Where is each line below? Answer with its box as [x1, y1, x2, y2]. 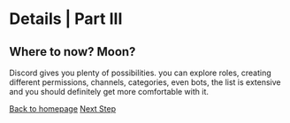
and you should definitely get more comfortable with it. [9, 87, 210, 96]
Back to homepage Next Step [9, 104, 117, 114]
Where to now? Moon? [9, 44, 136, 59]
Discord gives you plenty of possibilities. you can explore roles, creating [9, 67, 271, 78]
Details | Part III [9, 9, 123, 29]
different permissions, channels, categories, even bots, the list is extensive [9, 77, 281, 88]
